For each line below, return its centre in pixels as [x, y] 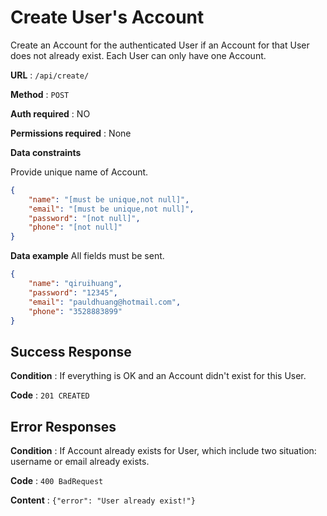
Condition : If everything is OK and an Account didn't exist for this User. [158, 376]
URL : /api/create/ [50, 75]
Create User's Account [107, 17]
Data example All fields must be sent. [87, 256]
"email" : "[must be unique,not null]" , [111, 209]
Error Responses [63, 426]
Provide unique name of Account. [79, 172]
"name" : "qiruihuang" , [75, 284]
